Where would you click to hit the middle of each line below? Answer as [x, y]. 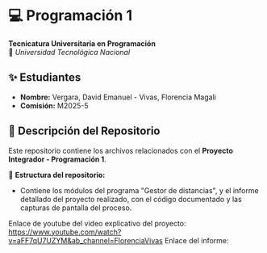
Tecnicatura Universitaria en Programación [82, 43]
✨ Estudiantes [45, 78]
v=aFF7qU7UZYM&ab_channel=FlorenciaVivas [86, 240]
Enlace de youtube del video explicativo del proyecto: [98, 223]
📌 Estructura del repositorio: [57, 175]
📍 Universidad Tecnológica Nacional [69, 52]
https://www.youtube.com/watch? [65, 232]
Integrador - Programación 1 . [57, 159]
